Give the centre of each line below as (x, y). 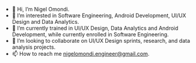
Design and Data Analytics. (45, 22)
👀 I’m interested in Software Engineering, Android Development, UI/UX (99, 15)
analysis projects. (34, 47)
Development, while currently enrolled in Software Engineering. (90, 34)
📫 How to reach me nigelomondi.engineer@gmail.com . (81, 54)
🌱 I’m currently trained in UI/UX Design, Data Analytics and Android (95, 28)
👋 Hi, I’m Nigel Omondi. (41, 9)
